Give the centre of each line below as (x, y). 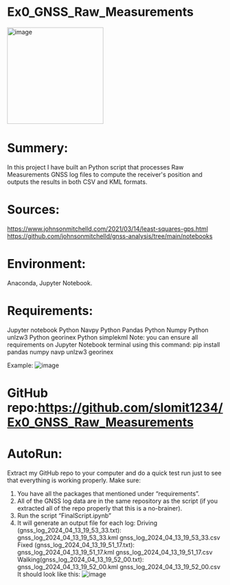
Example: (20, 365)
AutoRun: (35, 454)
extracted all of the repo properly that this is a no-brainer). (100, 508)
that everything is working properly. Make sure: (74, 480)
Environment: (46, 264)
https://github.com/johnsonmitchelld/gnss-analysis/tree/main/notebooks (110, 236)
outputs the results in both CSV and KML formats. (77, 182)
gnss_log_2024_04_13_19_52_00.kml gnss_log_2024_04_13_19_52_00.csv (119, 566)
